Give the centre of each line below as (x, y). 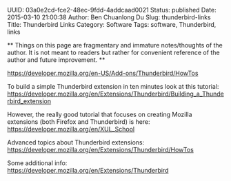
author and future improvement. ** (56, 60)
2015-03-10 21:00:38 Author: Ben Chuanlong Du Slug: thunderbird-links (109, 17)
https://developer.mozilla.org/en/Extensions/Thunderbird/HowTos (101, 150)
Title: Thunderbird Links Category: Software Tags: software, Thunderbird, (112, 24)
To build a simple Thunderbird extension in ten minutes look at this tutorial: (113, 86)
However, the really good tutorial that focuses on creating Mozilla (100, 114)
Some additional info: (37, 163)
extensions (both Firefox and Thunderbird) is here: (79, 122)
